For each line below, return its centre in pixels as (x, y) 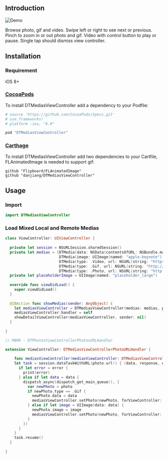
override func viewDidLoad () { (42, 285)
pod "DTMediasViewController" (37, 133)
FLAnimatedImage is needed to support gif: (50, 161)
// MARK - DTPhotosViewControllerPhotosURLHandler (59, 340)
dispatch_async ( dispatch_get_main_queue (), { (71, 382)
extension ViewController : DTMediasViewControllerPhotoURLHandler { (78, 349)
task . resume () (29, 438)
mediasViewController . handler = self (53, 313)
